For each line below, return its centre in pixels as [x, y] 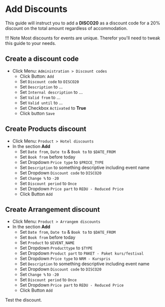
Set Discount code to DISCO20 [49, 81]
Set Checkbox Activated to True [53, 108]
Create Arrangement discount [53, 210]
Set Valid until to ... [41, 103]
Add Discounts [36, 9]
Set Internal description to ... [51, 92]
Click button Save [37, 113]
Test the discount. [24, 300]
